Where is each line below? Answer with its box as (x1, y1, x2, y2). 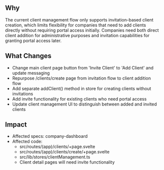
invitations (12, 90, 33, 97)
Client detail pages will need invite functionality (19, 159, 115, 165)
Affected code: (12, 139, 43, 145)
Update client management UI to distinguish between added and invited (12, 101, 157, 107)
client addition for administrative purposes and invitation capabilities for (5, 32, 150, 38)
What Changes (5, 52, 52, 60)
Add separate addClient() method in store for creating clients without (12, 85, 151, 91)
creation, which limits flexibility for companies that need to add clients (5, 22, 146, 28)
